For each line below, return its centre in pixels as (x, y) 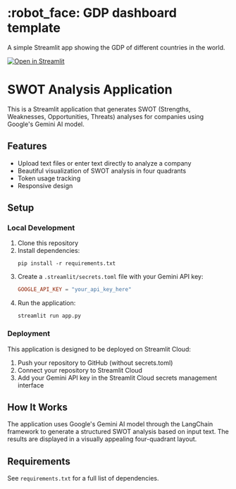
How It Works (38, 407)
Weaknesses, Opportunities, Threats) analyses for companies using (106, 116)
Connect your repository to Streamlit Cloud (80, 370)
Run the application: (46, 303)
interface (31, 385)
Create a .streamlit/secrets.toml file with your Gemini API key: (110, 277)
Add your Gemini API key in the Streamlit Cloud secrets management (117, 378)
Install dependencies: (49, 251)
